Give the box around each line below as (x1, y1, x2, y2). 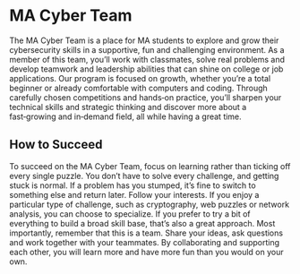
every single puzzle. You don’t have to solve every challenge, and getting (9, 170, 279, 181)
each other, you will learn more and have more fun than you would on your (9, 246, 284, 257)
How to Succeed (9, 137, 103, 152)
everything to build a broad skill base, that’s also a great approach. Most (9, 218, 276, 228)
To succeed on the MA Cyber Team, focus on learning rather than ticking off (9, 160, 291, 171)
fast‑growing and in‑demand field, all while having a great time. (9, 111, 242, 122)
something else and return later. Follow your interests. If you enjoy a (9, 189, 260, 200)
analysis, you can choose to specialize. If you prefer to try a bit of (9, 208, 251, 219)
